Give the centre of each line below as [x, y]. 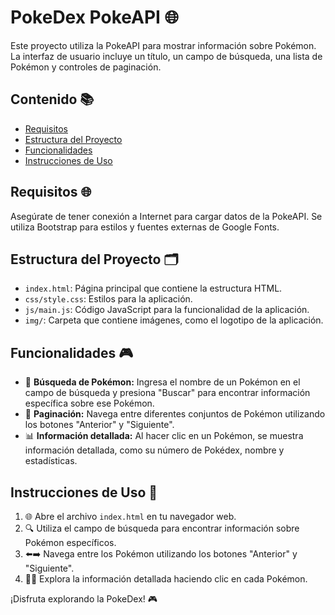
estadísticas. [51, 461]
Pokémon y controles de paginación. [86, 67]
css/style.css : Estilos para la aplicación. [108, 299]
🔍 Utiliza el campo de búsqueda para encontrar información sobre [162, 528]
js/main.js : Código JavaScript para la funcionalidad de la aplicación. [167, 310]
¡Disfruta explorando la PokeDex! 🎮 [84, 599]
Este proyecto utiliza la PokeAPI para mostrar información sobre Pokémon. [163, 45]
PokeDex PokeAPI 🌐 [94, 17]
